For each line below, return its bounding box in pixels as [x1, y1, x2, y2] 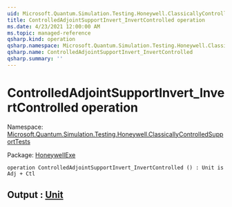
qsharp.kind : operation [7, 36, 76, 43]
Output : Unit [7, 189, 64, 201]
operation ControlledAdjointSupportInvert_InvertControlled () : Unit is [7, 164, 224, 171]
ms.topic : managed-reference [7, 29, 91, 37]
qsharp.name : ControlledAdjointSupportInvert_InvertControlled [7, 49, 193, 56]
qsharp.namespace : [7, 42, 60, 49]
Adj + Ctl [7, 170, 36, 177]
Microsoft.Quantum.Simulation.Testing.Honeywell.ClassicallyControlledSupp [7, 129, 224, 138]
